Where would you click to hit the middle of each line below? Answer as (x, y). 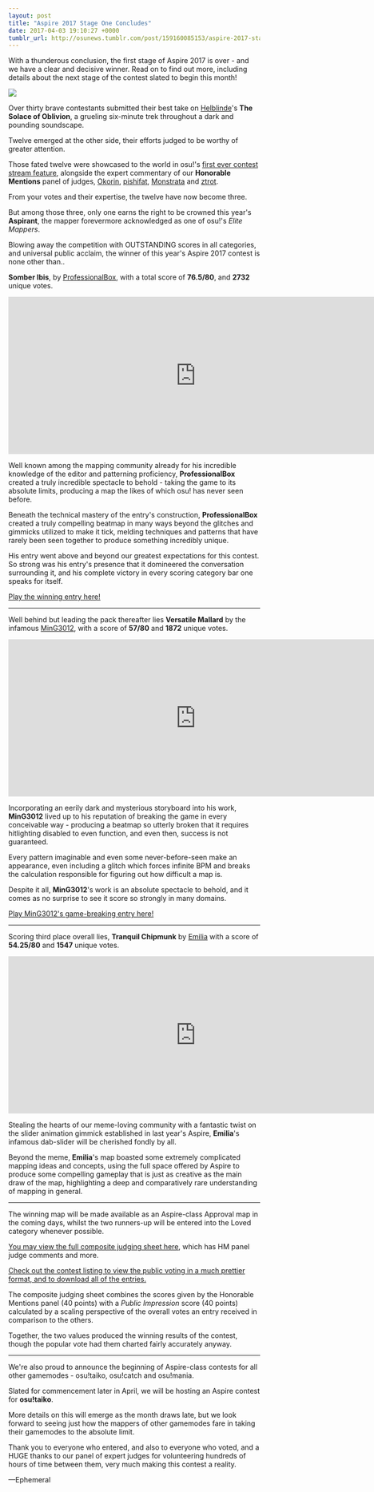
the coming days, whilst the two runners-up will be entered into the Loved (130, 1223)
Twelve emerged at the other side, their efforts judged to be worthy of (123, 141)
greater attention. (37, 149)
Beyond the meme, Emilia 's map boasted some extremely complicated (125, 1157)
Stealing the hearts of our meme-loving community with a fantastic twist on (133, 1125)
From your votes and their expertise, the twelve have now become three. (128, 197)
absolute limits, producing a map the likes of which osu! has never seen (126, 491)
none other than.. (37, 262)
